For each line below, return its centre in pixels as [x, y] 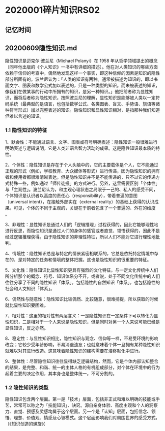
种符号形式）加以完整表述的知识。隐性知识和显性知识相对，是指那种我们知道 [82, 110]
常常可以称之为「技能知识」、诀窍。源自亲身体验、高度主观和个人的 [81, 405]
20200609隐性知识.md [41, 48]
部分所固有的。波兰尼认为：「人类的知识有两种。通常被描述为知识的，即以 [79, 79]
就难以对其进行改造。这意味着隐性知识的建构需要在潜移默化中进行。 [74, 351]
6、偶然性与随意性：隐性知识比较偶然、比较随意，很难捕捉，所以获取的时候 [82, 299]
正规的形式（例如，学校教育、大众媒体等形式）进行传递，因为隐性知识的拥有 [82, 171]
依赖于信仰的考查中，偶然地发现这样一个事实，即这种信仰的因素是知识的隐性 [82, 73]
